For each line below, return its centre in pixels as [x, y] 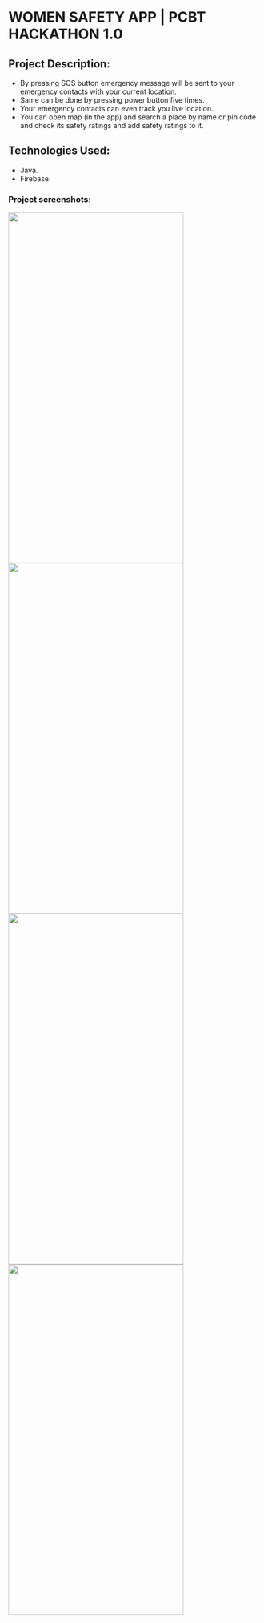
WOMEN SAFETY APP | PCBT [107, 17]
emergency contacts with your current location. [98, 91]
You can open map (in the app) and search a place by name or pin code [138, 117]
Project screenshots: [50, 199]
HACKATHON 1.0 [66, 34]
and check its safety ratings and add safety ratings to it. [112, 125]
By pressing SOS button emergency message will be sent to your [127, 83]
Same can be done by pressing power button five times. [112, 100]
